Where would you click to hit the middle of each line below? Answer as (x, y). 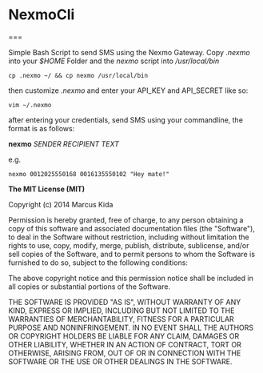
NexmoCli (42, 15)
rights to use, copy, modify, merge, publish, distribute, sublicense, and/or (129, 245)
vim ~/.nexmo (30, 105)
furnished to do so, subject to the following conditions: (98, 263)
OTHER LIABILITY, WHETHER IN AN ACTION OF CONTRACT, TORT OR (125, 344)
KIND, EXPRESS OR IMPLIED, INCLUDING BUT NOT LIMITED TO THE (122, 311)
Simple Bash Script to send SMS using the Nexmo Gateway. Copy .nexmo (129, 52)
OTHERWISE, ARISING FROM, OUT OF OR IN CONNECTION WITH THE (125, 353)
